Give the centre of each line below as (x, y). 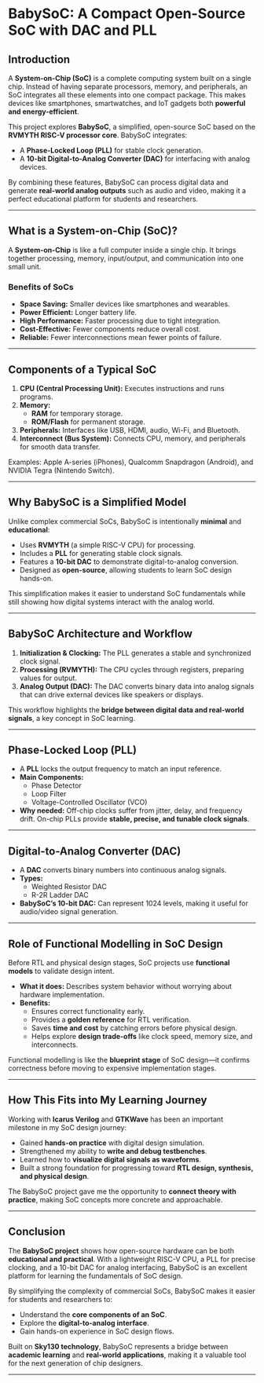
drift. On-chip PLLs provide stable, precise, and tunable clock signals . (134, 819)
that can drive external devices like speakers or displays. (112, 694)
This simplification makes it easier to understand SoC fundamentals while (127, 593)
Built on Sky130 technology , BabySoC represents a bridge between (118, 1346)
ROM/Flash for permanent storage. (88, 422)
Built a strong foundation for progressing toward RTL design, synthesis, (136, 1168)
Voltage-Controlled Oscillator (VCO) (89, 803)
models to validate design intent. (61, 971)
